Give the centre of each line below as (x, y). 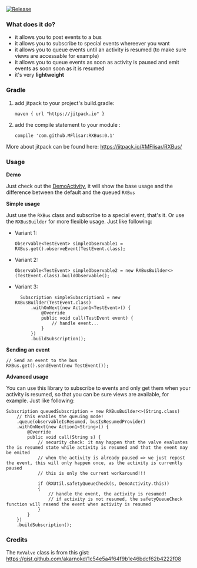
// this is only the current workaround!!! (91, 473)
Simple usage (23, 203)
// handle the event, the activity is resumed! (107, 494)
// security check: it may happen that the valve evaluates (113, 442)
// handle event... (76, 323)
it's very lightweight (39, 75)
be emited (18, 452)
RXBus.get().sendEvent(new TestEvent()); (58, 366)
